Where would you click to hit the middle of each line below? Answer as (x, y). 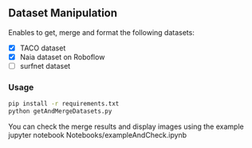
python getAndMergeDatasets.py (60, 111)
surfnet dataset (45, 66)
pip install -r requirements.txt (64, 104)
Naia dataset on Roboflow (62, 57)
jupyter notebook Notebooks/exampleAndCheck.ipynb (98, 135)
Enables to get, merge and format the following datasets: (102, 32)
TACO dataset (43, 48)
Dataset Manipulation (63, 13)
